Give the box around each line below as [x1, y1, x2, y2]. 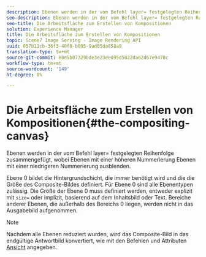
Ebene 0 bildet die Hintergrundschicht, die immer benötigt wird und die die [6, 174, 195, 182]
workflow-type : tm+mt [6, 60, 62, 66]
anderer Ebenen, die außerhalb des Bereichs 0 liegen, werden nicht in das [6, 200, 194, 208]
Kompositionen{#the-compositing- [6, 116, 190, 130]
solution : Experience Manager [6, 26, 84, 32]
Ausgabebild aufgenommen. [6, 207, 78, 214]
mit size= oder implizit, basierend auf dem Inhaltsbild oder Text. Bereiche [6, 194, 191, 201]
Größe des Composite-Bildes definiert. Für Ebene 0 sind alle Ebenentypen [6, 181, 193, 188]
